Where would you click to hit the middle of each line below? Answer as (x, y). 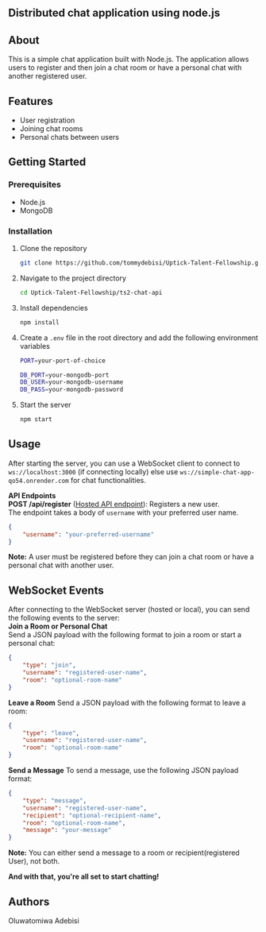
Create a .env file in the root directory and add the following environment (139, 338)
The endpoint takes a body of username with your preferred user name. (123, 512)
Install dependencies (54, 307)
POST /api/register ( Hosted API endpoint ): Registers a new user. (114, 504)
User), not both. (34, 861)
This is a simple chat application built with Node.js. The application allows (129, 60)
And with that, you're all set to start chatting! (84, 876)
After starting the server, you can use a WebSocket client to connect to (124, 463)
